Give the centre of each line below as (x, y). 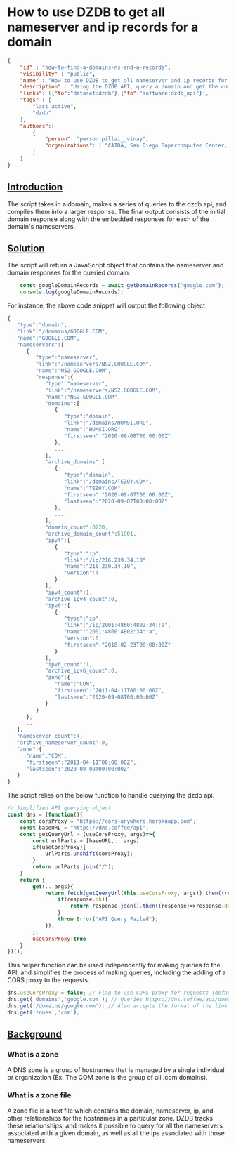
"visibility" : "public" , (58, 74)
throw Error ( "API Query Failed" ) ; (108, 919)
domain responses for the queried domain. (69, 273)
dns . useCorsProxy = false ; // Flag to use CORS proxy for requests (108, 993)
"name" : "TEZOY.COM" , (94, 488)
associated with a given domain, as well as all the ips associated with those (116, 1133)
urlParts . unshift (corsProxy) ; (89, 854)
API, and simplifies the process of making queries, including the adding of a (117, 972)
